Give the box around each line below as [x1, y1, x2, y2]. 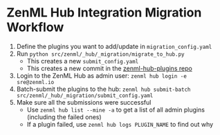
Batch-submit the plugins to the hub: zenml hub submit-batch [16, 85, 191, 93]
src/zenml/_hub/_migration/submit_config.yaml [16, 92, 154, 99]
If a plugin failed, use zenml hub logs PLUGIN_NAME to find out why [26, 120, 214, 128]
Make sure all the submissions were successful [16, 98, 152, 106]
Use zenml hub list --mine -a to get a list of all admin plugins [26, 105, 205, 114]
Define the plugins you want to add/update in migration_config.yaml [16, 42, 212, 50]
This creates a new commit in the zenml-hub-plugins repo [26, 64, 193, 72]
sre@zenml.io [16, 79, 55, 85]
